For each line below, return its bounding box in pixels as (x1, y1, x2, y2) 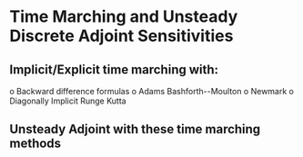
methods (9, 136, 62, 152)
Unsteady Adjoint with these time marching (9, 122, 261, 137)
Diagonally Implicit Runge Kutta (9, 95, 126, 106)
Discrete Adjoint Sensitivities (9, 25, 234, 46)
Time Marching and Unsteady (9, 6, 238, 27)
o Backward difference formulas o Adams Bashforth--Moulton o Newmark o (9, 86, 294, 96)
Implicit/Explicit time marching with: (9, 62, 219, 77)
